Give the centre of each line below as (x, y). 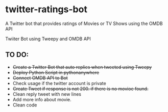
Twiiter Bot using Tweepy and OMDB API (48, 39)
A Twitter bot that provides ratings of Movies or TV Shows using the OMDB (84, 23)
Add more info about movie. (42, 99)
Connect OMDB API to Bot (40, 78)
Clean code (25, 105)
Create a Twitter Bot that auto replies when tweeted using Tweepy (82, 67)
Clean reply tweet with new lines (47, 94)
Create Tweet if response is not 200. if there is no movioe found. (80, 89)
